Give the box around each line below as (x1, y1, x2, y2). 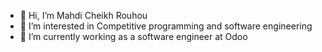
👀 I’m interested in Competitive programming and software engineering (19, 20, 313, 32)
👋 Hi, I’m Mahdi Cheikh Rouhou (19, 10, 148, 21)
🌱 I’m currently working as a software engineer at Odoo (19, 31, 248, 42)
